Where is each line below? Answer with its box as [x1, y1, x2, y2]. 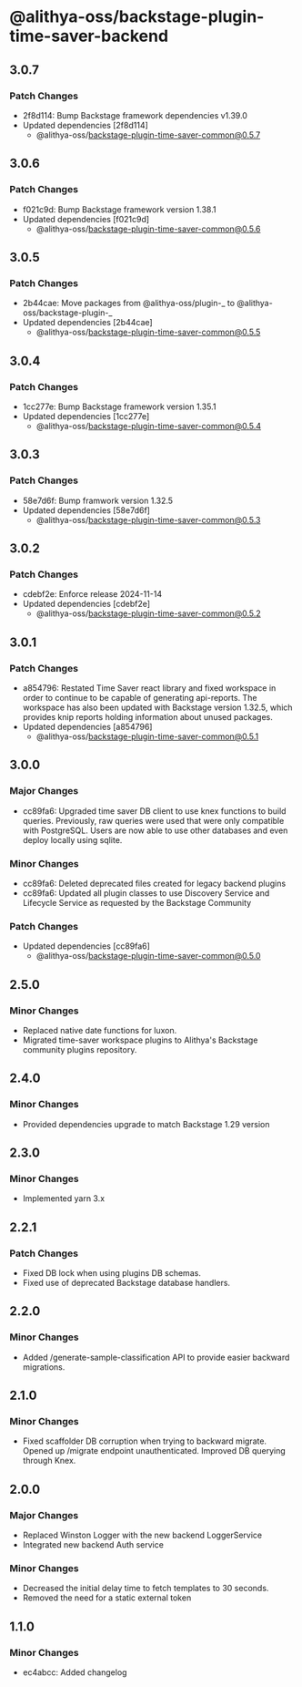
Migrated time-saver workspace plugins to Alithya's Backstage [22, 1034, 258, 1045]
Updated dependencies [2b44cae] [22, 317, 153, 328]
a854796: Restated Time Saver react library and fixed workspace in [22, 683, 277, 694]
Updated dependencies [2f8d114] [22, 119, 148, 130]
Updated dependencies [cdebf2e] [22, 599, 151, 610]
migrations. [22, 1361, 65, 1373]
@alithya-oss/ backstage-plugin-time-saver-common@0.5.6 [35, 223, 261, 234]
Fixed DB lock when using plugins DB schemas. [22, 1268, 202, 1279]
